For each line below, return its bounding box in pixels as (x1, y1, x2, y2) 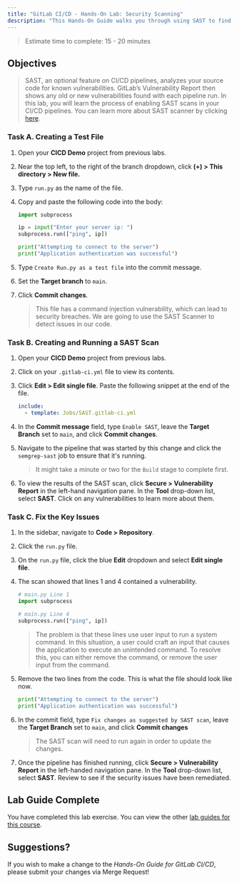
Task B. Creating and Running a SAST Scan (7, 337, 159, 347)
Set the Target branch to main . (17, 276, 108, 286)
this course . (7, 820, 43, 829)
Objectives (7, 57, 57, 69)
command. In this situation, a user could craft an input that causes (35, 637, 230, 646)
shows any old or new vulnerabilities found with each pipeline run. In (24, 91, 227, 100)
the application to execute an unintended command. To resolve (35, 645, 221, 654)
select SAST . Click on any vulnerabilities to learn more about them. (17, 494, 215, 503)
